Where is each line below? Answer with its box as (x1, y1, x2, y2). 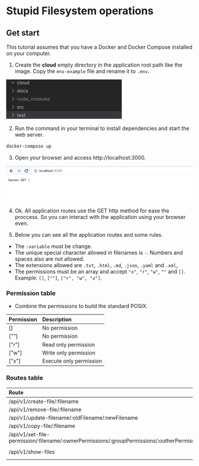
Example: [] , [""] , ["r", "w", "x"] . (14, 274, 102, 281)
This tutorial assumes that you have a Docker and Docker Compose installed (6, 43, 192, 50)
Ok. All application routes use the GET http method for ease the (14, 207, 170, 214)
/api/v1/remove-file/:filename (8, 405, 82, 413)
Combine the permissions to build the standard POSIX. (14, 303, 148, 310)
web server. (14, 131, 44, 138)
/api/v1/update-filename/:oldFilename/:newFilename (8, 414, 138, 421)
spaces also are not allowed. (14, 255, 85, 262)
